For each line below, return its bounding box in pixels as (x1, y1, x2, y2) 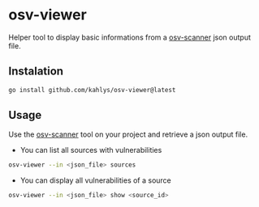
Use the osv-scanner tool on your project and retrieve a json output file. (8, 129, 248, 139)
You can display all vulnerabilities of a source (19, 175, 172, 185)
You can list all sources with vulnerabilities (19, 146, 162, 155)
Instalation (8, 65, 63, 78)
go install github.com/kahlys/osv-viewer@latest (8, 86, 176, 94)
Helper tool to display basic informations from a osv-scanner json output (8, 32, 252, 42)
